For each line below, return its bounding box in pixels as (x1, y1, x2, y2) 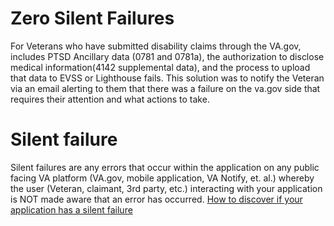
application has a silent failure (10, 203, 133, 216)
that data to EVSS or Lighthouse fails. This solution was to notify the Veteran (10, 72, 325, 84)
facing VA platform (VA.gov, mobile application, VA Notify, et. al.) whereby (10, 172, 315, 184)
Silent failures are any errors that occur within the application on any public (10, 161, 320, 173)
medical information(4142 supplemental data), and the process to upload (10, 61, 311, 73)
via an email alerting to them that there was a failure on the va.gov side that (10, 82, 321, 94)
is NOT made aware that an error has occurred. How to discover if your (10, 193, 303, 205)
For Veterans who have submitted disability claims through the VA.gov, (10, 40, 302, 52)
